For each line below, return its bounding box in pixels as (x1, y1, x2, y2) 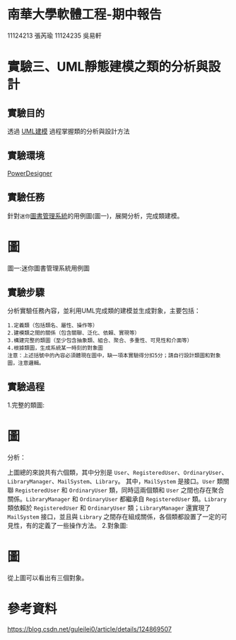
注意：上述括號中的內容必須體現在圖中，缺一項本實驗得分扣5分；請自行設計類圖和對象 (7, 352, 221, 359)
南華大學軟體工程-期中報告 (7, 6, 163, 23)
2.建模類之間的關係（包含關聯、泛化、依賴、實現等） (7, 330, 140, 337)
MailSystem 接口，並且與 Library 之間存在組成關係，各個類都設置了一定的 (7, 512, 221, 521)
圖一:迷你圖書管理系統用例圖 (7, 264, 90, 272)
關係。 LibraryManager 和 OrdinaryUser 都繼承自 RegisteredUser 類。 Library (7, 495, 228, 503)
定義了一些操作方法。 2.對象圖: (37, 522, 129, 530)
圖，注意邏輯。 (7, 359, 45, 367)
